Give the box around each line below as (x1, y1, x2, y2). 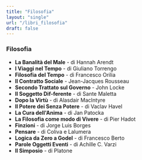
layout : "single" (6, 14, 49, 20)
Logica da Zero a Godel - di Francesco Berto (14, 134, 125, 142)
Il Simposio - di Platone (14, 147, 72, 154)
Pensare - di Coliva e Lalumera (14, 128, 91, 135)
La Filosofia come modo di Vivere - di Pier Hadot (14, 115, 136, 123)
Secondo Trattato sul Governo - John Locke (14, 84, 125, 91)
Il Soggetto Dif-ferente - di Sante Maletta (14, 90, 117, 97)
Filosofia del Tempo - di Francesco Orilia (14, 71, 116, 78)
